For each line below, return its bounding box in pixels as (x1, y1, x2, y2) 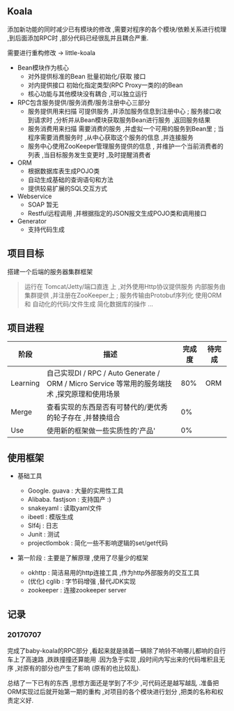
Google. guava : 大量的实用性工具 (27, 486, 124, 495)
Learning (10, 378, 40, 388)
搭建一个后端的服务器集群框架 (7, 267, 93, 276)
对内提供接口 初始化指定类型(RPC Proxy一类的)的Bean (27, 80, 183, 89)
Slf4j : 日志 (27, 521, 58, 530)
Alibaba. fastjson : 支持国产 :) (27, 495, 111, 504)
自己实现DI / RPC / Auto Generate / (46, 368, 160, 378)
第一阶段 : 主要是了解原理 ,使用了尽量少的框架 (17, 554, 148, 562)
